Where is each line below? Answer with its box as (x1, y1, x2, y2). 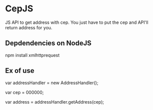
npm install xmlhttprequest (5, 52, 60, 58)
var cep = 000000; (5, 89, 44, 95)
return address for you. (5, 24, 53, 30)
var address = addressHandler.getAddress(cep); (5, 99, 104, 105)
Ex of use (5, 66, 35, 75)
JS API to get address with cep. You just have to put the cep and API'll (5, 19, 149, 25)
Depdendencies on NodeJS (5, 39, 92, 48)
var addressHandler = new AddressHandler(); (5, 80, 98, 86)
